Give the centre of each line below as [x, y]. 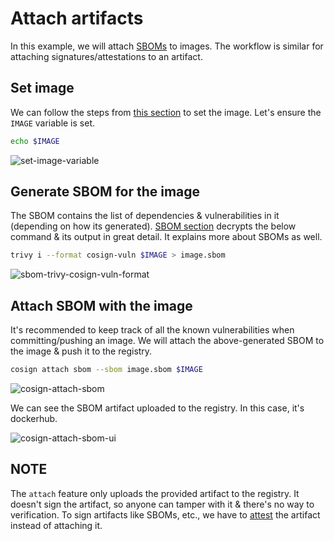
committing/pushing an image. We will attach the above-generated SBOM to [167, 341]
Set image [42, 88]
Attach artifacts [77, 18]
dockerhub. [34, 418]
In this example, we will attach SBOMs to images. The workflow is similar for [167, 46]
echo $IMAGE [35, 141]
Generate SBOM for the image [105, 192]
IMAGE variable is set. [52, 123]
